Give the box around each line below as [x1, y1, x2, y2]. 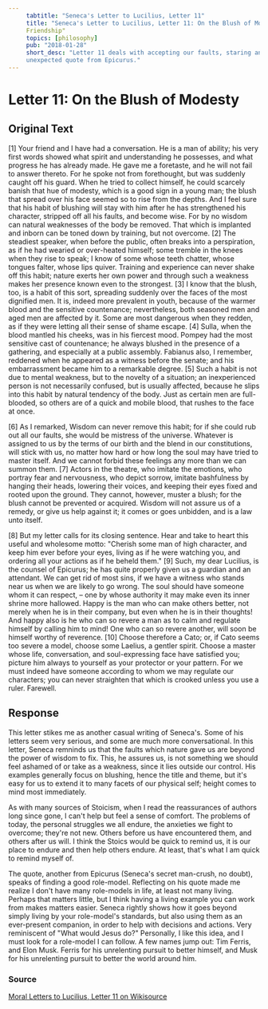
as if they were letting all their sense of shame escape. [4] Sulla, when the [8, 321, 252, 331]
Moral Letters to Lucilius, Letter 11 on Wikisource [8, 991, 167, 1001]
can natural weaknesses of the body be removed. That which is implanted [8, 220, 251, 229]
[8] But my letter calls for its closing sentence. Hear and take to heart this [8, 530, 249, 540]
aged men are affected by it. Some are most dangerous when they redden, [8, 313, 254, 322]
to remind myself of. [8, 853, 74, 863]
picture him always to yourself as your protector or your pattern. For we [8, 658, 243, 667]
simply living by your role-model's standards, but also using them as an [8, 911, 243, 920]
